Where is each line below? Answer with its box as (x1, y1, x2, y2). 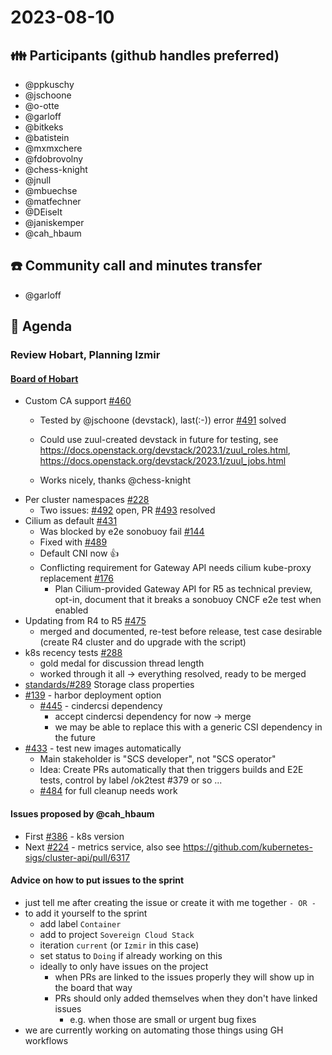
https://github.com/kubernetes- (182, 841, 313, 853)
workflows (24, 1034, 69, 1046)
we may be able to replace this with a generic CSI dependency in (54, 721, 323, 733)
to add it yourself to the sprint (24, 907, 148, 919)
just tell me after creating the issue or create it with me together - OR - (24, 896, 317, 908)
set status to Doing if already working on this (39, 949, 223, 961)
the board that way (54, 981, 133, 993)
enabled (54, 604, 89, 616)
